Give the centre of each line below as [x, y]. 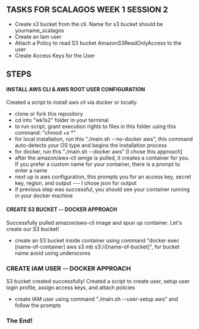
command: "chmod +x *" [45, 133]
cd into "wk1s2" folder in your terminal [61, 120]
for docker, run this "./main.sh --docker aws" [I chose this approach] [99, 152]
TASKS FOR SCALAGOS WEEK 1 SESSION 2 [87, 10]
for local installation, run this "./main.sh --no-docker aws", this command [104, 139]
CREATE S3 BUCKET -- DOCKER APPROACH [62, 209]
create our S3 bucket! [33, 229]
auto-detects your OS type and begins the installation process [91, 145]
